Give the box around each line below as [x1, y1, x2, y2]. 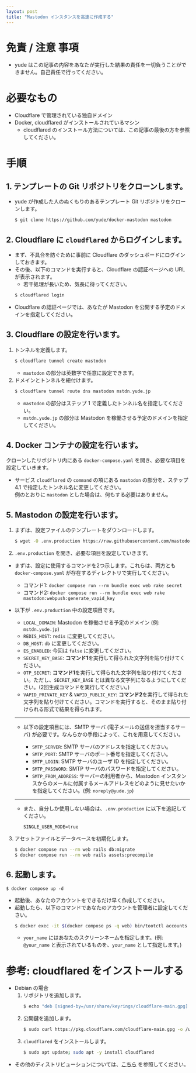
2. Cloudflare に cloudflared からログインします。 [6, 234, 187, 244]
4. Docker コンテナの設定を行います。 [6, 440, 143, 450]
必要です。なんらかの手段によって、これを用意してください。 [37, 731, 184, 737]
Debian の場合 [14, 985, 49, 992]
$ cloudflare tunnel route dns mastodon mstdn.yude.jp [14, 388, 151, 394]
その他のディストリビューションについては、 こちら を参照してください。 [14, 1061, 189, 1068]
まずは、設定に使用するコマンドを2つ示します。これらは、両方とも [14, 562, 176, 569]
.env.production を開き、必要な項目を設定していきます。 [14, 550, 152, 556]
